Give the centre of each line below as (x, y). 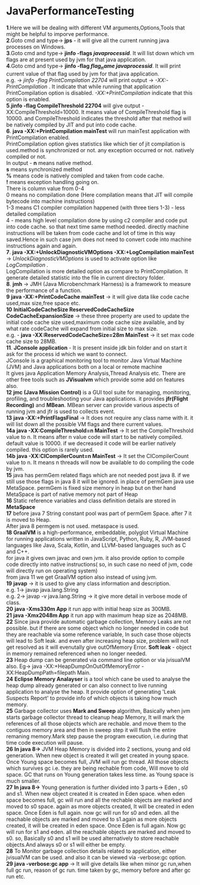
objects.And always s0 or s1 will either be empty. (66, 844)
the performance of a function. (44, 290)
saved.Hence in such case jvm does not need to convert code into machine (99, 239)
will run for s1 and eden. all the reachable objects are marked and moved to (99, 832)
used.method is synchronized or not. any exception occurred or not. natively (100, 150)
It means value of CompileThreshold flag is (133, 112)
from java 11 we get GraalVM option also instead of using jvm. (82, 577)
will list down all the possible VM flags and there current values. (84, 424)
